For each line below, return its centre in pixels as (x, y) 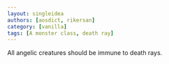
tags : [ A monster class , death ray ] (60, 33)
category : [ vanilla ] (37, 26)
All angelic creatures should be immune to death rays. (85, 53)
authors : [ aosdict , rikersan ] (51, 20)
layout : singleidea (36, 14)
